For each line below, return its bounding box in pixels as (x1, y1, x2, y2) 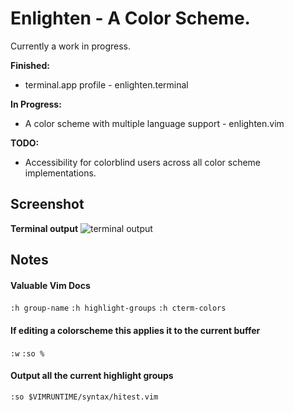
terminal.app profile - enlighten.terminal (24, 78, 189, 91)
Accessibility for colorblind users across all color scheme (24, 156, 262, 168)
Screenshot (10, 196, 85, 213)
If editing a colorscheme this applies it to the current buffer (10, 324, 261, 336)
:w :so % (10, 348, 45, 359)
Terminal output (10, 222, 79, 234)
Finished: (10, 59, 50, 71)
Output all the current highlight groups (10, 370, 174, 382)
